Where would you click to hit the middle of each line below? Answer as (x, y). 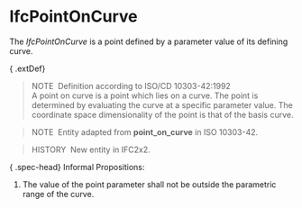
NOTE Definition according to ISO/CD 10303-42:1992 (131, 86)
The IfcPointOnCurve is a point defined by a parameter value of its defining (149, 41)
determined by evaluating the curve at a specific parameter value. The (162, 104)
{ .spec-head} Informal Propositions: (77, 167)
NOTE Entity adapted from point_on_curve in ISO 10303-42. (145, 131)
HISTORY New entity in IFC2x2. (91, 149)
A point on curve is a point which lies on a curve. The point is (145, 95)
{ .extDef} (27, 68)
